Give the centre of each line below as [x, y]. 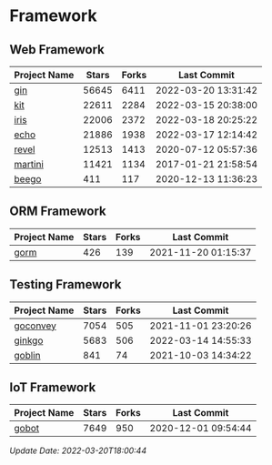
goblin [27, 355]
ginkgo [29, 340]
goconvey [35, 326]
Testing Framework [65, 284]
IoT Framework [53, 388]
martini [29, 164]
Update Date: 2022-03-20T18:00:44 [78, 450]
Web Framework [57, 50]
